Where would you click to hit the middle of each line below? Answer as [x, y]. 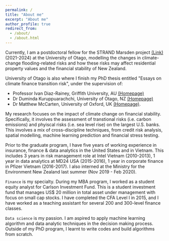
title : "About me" [24, 15]
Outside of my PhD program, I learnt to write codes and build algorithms [80, 229]
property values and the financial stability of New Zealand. [66, 68]
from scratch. [19, 234]
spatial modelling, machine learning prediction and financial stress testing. [82, 135]
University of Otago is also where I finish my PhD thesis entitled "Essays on [83, 78]
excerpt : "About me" [27, 19]
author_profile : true [28, 24]
